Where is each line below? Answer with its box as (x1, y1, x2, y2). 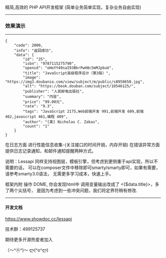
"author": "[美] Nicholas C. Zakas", (23, 120, 100, 125)
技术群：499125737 (5, 226, 45, 232)
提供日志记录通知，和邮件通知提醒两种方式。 (5, 148, 96, 154)
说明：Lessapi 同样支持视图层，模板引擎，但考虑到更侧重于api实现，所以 (5, 159, 154, 165)
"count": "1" (23, 124, 50, 129)
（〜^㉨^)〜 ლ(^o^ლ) (5, 247, 48, 253)
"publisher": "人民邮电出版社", (23, 89, 84, 94)
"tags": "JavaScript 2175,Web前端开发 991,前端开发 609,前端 (23, 109, 144, 114)
